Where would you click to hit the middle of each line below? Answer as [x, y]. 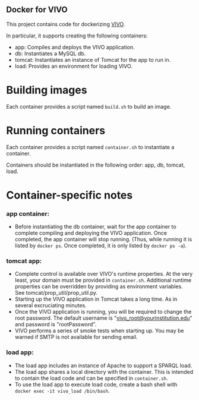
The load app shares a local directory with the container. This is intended [104, 371]
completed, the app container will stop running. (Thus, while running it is [103, 240]
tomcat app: [24, 261]
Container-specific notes [70, 195]
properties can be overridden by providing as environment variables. [99, 286]
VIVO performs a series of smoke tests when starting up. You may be [99, 331]
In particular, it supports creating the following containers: [77, 36]
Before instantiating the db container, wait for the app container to [95, 227]
